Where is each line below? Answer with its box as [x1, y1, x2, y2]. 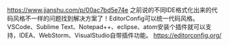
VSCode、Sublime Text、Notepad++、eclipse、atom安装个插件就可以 [7, 23, 206, 30]
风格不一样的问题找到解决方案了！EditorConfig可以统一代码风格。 [12, 14, 199, 22]
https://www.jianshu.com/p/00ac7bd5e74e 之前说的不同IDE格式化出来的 [7, 6, 212, 14]
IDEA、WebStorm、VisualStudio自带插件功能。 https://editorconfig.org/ [19, 31, 221, 39]
